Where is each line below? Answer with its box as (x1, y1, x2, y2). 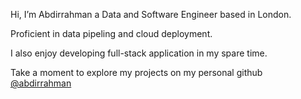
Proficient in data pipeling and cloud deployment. (10, 28, 213, 39)
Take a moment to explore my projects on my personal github (10, 67, 263, 78)
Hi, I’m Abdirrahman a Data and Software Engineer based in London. (10, 9, 292, 20)
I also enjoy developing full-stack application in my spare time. (10, 47, 268, 59)
